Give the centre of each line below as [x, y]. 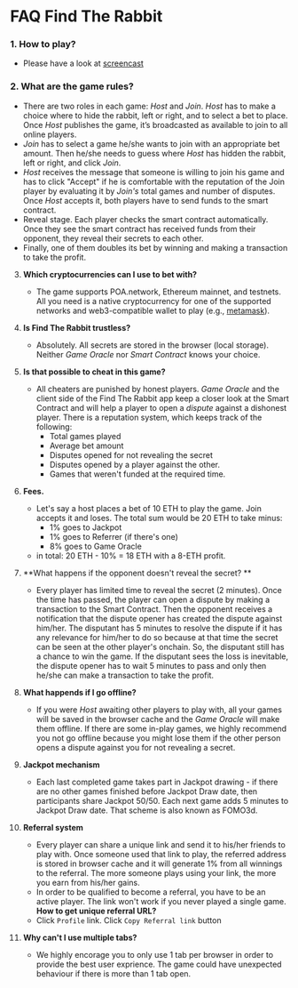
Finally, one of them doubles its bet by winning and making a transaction [155, 247]
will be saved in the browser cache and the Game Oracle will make [158, 719]
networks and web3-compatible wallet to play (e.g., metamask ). [153, 310]
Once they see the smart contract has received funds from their [139, 229]
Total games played [85, 436]
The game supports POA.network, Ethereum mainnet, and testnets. [159, 292]
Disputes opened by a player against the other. [135, 464]
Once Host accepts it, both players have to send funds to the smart [145, 200]
